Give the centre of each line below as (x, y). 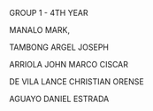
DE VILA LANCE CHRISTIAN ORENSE (76, 82)
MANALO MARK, (40, 30)
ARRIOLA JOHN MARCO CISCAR (69, 64)
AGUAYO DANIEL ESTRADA (59, 99)
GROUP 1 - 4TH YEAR (49, 13)
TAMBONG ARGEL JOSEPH (59, 47)
